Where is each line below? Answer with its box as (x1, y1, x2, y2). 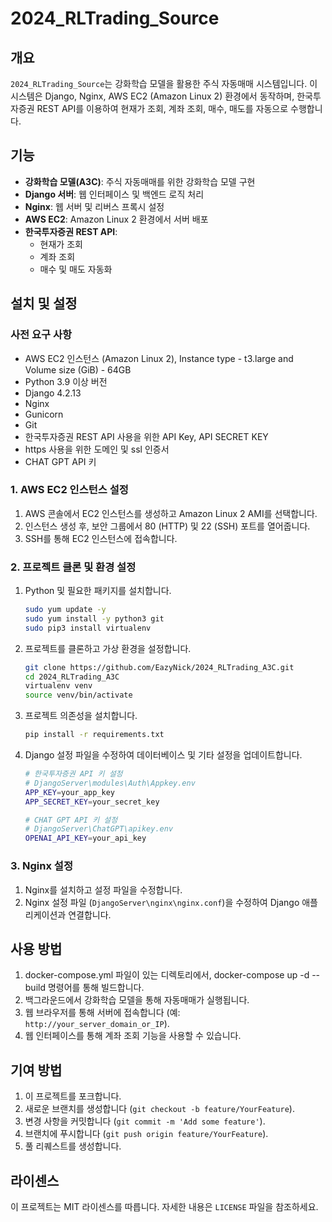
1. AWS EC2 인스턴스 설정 (10, 483, 129, 497)
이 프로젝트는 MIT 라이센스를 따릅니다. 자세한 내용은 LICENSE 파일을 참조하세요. (10, 1200, 319, 1212)
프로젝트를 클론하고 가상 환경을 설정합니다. (24, 642, 192, 654)
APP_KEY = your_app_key (24, 787, 115, 797)
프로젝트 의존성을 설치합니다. (24, 710, 138, 722)
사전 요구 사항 (10, 328, 73, 342)
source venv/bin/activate (24, 690, 133, 701)
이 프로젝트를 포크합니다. (24, 1090, 122, 1102)
